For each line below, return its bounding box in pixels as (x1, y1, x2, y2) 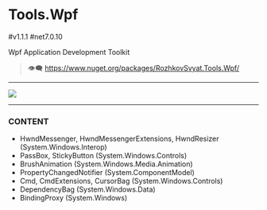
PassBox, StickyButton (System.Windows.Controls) (19, 151, 188, 161)
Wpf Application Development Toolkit (8, 47, 130, 56)
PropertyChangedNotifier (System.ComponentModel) (19, 168, 195, 177)
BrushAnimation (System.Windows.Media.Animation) (19, 159, 193, 169)
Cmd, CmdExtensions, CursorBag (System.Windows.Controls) (19, 177, 223, 186)
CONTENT (8, 115, 49, 126)
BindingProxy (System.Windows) (19, 193, 128, 203)
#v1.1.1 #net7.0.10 (8, 32, 63, 41)
